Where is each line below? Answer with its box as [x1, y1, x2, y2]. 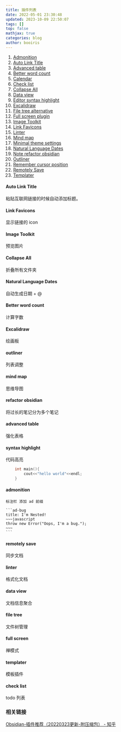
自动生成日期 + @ [6, 290, 42, 296]
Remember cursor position [13, 161, 68, 167]
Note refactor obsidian [13, 150, 60, 156]
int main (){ [15, 466, 40, 472]
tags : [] [6, 21, 24, 27]
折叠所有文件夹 [6, 267, 37, 273]
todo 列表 [6, 695, 26, 701]
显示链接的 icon [6, 219, 38, 225]
